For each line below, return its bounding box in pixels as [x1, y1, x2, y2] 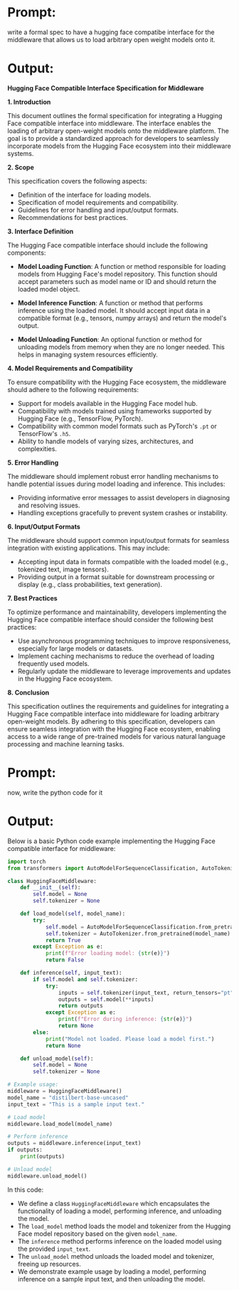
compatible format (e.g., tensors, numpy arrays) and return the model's [17, 314, 227, 322]
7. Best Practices [7, 593, 58, 602]
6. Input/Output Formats [7, 522, 80, 531]
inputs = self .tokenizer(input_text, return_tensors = [58, 989, 221, 996]
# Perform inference [7, 1133, 69, 1141]
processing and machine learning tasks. [7, 739, 124, 748]
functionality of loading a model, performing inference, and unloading [17, 1207, 222, 1215]
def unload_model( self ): [20, 1054, 94, 1062]
